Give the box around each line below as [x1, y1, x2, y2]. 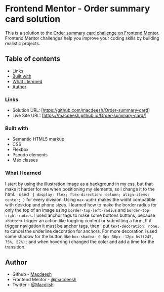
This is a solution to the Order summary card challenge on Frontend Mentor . [5, 30, 160, 36]
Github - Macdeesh [12, 271, 52, 277]
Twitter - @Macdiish [12, 282, 54, 288]
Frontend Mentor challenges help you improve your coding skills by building [5, 35, 160, 41]
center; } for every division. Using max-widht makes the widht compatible [5, 196, 156, 202]
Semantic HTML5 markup [12, 136, 65, 142]
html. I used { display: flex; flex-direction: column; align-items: [5, 191, 150, 197]
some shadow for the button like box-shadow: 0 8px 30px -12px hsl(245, [5, 233, 154, 239]
